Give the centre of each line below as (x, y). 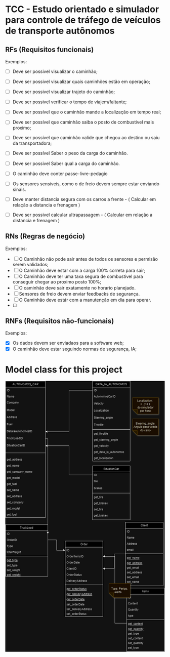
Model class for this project (64, 369)
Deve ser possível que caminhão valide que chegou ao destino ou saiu (86, 138)
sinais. (19, 189)
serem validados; (31, 264)
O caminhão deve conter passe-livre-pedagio (60, 174)
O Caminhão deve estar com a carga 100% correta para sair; (82, 270)
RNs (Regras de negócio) (45, 236)
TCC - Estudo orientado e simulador (82, 9)
